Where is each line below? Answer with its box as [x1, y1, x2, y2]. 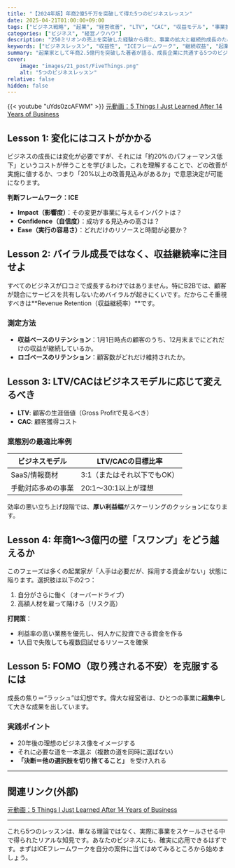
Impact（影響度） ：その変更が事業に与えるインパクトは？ [17, 208, 183, 217]
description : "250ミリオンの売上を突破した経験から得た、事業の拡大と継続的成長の [7, 36, 222, 44]
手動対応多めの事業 [10, 483, 75, 493]
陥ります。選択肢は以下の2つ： [7, 576, 97, 585]
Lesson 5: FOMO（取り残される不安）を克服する [7, 660, 219, 672]
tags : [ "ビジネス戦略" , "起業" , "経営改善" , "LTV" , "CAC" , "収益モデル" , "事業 [7, 23, 226, 30]
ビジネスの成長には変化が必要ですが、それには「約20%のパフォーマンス [7, 152, 217, 161]
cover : [7, 56, 27, 63]
